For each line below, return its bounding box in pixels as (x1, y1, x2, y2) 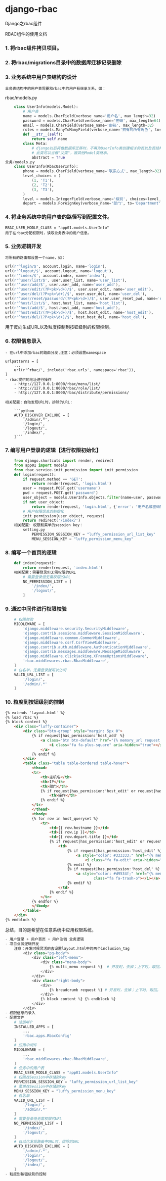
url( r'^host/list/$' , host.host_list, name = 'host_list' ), (5, 300, 127, 305)
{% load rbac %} (5, 715, 39, 720)
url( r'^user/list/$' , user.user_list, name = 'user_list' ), (5, 278, 127, 283)
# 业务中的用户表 (14, 1066, 44, 1071)
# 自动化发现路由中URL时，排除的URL (14, 1139, 80, 1144)
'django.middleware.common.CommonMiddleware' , (23, 635, 121, 640)
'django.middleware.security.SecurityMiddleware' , (23, 626, 129, 632)
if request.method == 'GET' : (23, 477, 83, 482)
